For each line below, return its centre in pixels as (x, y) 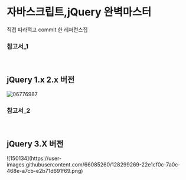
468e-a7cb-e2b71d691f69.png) (45, 171)
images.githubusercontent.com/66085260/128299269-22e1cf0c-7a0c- (94, 165)
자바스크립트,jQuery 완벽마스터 (79, 12)
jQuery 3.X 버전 (35, 144)
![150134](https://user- (34, 158)
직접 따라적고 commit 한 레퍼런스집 (47, 30)
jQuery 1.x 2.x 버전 (41, 79)
